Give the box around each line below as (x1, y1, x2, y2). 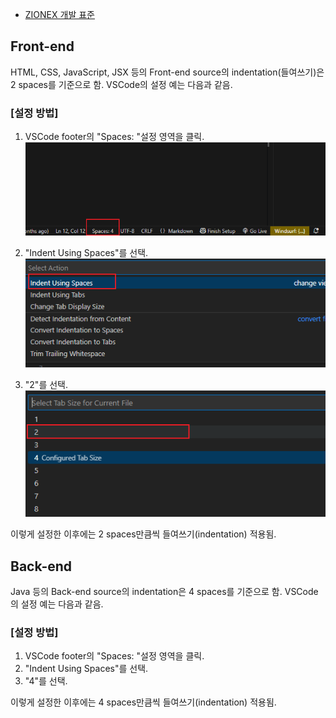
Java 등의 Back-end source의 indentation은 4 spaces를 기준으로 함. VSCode (10, 586, 319, 598)
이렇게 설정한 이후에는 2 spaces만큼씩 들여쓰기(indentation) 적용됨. (10, 528, 277, 540)
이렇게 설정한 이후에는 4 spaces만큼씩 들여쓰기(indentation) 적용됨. (10, 696, 277, 708)
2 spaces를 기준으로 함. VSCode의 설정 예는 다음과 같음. (10, 78, 233, 90)
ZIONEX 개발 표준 (24, 9, 95, 20)
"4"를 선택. (24, 675, 68, 687)
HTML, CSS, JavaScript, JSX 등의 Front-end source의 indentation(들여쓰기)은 (10, 66, 325, 78)
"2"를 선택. (24, 378, 68, 390)
